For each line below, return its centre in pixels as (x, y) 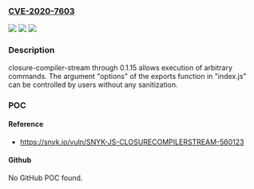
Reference (26, 124)
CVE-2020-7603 (42, 11)
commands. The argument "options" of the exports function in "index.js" (127, 76)
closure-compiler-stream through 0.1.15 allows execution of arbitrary (121, 67)
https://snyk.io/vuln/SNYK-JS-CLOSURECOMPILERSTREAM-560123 (132, 142)
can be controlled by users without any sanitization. (93, 85)
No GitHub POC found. (46, 178)
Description (32, 50)
